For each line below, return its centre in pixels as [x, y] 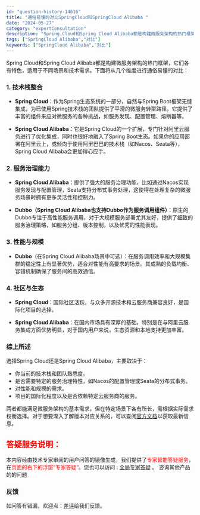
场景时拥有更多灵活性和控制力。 [59, 197]
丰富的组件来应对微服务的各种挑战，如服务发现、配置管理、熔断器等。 [101, 117]
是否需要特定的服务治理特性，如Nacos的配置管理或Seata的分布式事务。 [103, 381]
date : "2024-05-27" [30, 23]
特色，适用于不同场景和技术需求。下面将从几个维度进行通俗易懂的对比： [100, 70]
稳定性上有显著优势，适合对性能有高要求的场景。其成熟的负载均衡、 [109, 263]
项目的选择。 [41, 310]
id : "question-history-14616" [44, 12]
